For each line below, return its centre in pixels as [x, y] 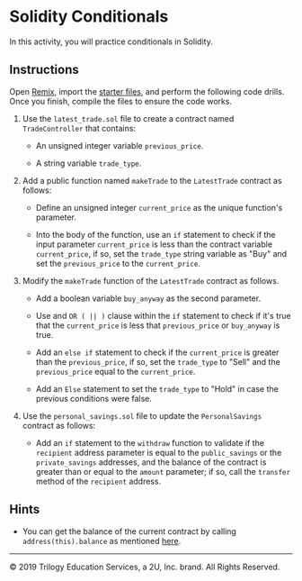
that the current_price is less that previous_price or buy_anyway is [158, 325]
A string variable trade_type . [89, 163]
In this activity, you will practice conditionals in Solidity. [111, 41]
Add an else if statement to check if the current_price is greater [157, 352]
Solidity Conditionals [89, 17]
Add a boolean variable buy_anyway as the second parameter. [148, 298]
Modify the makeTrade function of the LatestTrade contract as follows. [151, 280]
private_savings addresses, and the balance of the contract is [151, 462]
